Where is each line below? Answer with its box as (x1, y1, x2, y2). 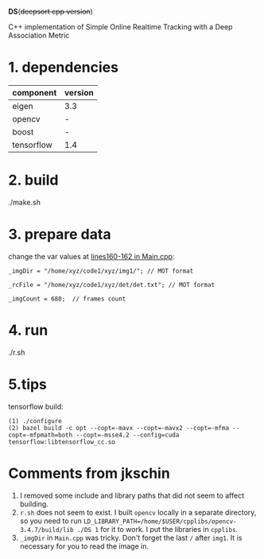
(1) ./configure (8, 417, 62, 425)
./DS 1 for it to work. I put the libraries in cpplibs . (76, 524, 239, 534)
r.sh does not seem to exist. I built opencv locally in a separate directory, (19, 507, 257, 517)
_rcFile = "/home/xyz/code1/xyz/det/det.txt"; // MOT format (8, 281, 215, 289)
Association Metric (8, 31, 70, 40)
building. (19, 499, 49, 508)
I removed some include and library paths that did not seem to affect (19, 491, 245, 500)
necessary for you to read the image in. (19, 541, 149, 551)
